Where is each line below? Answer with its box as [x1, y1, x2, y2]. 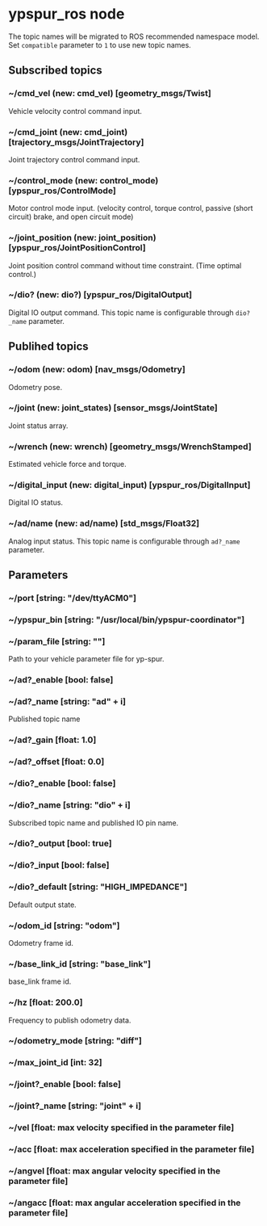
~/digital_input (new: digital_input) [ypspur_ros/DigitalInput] [8, 480, 251, 491]
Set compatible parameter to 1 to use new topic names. [8, 40, 191, 49]
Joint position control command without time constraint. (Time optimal [8, 260, 242, 271]
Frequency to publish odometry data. [8, 1015, 131, 1025]
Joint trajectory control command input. [8, 154, 140, 164]
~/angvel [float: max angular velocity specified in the [8, 1165, 221, 1176]
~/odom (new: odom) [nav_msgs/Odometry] [8, 364, 186, 376]
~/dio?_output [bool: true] [8, 838, 112, 849]
